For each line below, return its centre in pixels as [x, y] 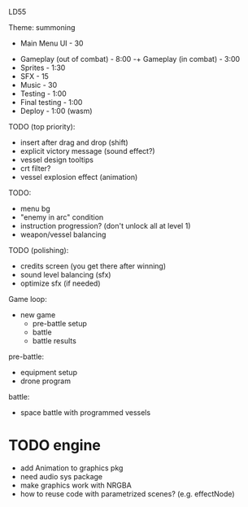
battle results [54, 341]
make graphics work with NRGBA [76, 485]
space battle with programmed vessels [85, 413]
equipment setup [48, 372]
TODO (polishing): [39, 250]
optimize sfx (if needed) [60, 283]
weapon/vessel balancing [63, 234]
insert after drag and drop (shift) [74, 142]
